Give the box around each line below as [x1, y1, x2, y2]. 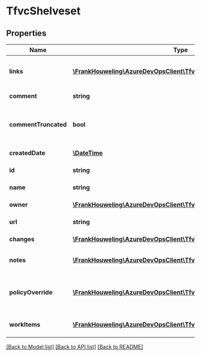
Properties [6, 28, 47, 38]
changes [9, 235, 35, 243]
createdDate [9, 149, 45, 157]
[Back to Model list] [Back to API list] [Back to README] [6, 343, 144, 350]
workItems [9, 321, 41, 328]
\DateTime [72, 149, 103, 157]
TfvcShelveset [6, 4, 81, 18]
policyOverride [9, 288, 53, 296]
